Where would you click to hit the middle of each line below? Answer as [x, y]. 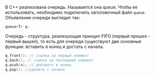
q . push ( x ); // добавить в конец [38, 65]
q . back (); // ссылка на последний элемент [49, 60]
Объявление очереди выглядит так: [43, 18]
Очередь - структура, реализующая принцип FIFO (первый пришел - [78, 36]
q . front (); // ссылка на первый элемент [47, 56]
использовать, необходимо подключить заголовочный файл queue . [76, 12]
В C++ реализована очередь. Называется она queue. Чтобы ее [71, 7]
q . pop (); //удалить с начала [35, 69]
